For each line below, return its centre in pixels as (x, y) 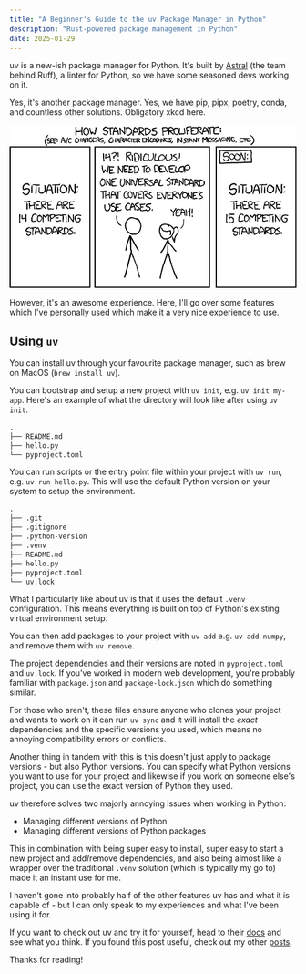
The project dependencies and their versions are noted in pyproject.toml (147, 663)
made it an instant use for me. (65, 877)
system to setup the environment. (72, 491)
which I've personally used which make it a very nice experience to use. (144, 312)
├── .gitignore (38, 527)
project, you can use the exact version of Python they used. (122, 785)
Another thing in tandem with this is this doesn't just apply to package (140, 756)
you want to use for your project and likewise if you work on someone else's (153, 776)
